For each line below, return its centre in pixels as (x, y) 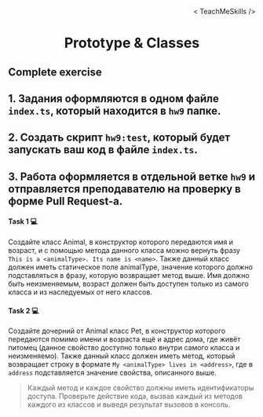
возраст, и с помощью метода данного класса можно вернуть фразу (124, 250)
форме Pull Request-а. (66, 201)
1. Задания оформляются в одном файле (114, 99)
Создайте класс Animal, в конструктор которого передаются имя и (121, 242)
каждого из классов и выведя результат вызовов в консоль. (129, 404)
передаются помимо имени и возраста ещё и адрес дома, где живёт (124, 339)
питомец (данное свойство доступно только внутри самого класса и (124, 348)
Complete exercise (55, 72)
